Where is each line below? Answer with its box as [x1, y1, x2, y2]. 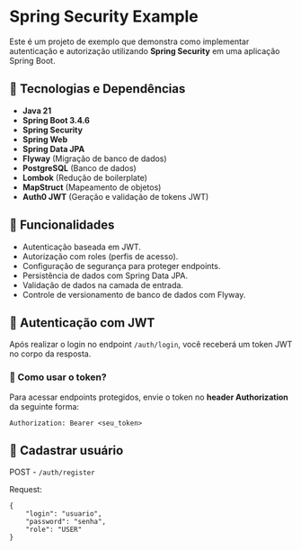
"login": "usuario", [25, 509, 102, 518]
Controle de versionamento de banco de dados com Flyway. [22, 289, 246, 300]
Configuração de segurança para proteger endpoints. [22, 260, 221, 271]
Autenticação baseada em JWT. [22, 241, 142, 252]
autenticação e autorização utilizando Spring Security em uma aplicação [9, 45, 280, 56]
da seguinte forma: [9, 401, 79, 411]
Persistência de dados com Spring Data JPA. [22, 270, 189, 281]
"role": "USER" [25, 525, 83, 535]
